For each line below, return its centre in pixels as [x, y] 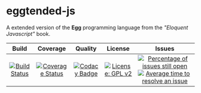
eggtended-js [41, 11]
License [118, 48]
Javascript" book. [28, 33]
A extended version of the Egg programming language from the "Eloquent [97, 27]
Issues [165, 48]
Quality [86, 48]
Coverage [52, 48]
